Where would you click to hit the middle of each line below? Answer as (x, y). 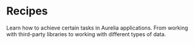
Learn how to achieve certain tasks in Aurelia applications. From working (97, 28)
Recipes (27, 11)
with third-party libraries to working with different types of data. (86, 34)
